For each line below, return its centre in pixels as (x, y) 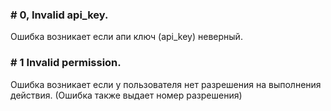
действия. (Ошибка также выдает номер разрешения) (126, 95)
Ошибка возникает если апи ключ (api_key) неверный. (126, 37)
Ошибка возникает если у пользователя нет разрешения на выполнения (166, 84)
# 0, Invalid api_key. (59, 15)
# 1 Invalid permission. (66, 63)
